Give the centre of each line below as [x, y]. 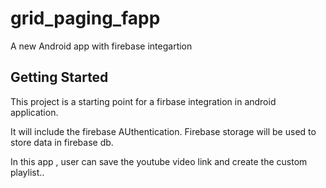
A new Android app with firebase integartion [101, 46]
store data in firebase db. [62, 142]
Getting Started [59, 77]
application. [34, 112]
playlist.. [27, 172]
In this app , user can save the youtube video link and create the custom [159, 161]
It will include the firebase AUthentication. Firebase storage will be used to [163, 131]
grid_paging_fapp [85, 18]
